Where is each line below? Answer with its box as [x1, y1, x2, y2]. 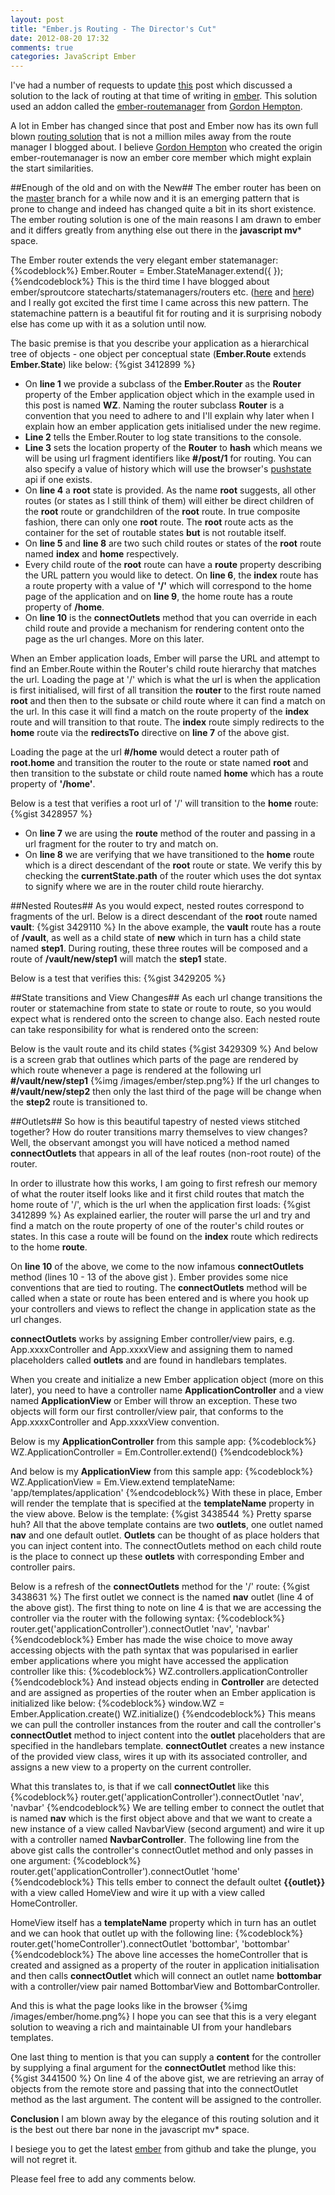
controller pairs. [10, 1561, 76, 1573]
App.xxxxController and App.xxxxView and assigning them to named [10, 1344, 293, 1356]
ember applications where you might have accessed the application [10, 1655, 289, 1667]
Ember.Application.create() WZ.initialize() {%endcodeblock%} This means [10, 1708, 316, 1720]
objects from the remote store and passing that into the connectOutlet [10, 2083, 299, 2095]
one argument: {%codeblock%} [10, 1855, 142, 1867]
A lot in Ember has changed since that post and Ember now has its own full [10, 120, 319, 132]
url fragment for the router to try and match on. [24, 838, 219, 850]
